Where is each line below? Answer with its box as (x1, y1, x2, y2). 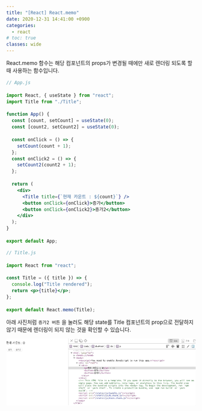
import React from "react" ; (6, 262, 77, 269)
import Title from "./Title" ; (6, 99, 82, 105)
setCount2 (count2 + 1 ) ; (17, 162, 77, 168)
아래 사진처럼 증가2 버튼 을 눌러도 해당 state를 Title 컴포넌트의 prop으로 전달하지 (6, 318, 194, 326)
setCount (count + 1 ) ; (17, 143, 71, 149)
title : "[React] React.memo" (6, 10, 79, 16)
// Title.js (6, 249, 36, 255)
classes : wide (6, 41, 42, 47)
